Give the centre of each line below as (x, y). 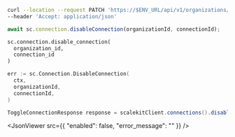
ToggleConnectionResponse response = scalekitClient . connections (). (109, 113)
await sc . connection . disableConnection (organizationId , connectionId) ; (114, 29)
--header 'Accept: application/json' (62, 16)
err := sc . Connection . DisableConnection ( (69, 74)
